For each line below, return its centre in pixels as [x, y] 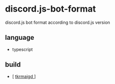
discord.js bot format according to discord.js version [58, 22]
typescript [22, 49]
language [20, 38]
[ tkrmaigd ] [24, 76]
